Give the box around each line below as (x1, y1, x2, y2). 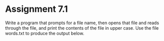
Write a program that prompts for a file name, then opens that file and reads (5, 20, 160, 26)
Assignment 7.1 (5, 3, 68, 15)
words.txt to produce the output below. (5, 30, 84, 36)
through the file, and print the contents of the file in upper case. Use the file (5, 25, 159, 31)
